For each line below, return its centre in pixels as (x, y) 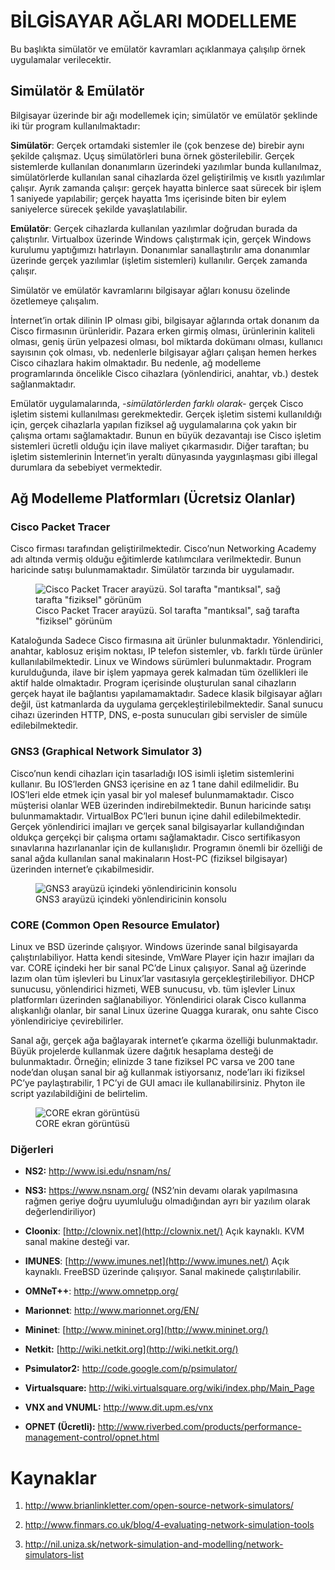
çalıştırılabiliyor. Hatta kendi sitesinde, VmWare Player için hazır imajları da (162, 957)
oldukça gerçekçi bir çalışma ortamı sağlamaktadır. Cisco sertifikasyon (155, 837)
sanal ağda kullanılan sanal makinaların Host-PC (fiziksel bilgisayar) (149, 858)
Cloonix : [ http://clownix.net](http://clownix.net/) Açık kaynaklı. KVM (164, 1231)
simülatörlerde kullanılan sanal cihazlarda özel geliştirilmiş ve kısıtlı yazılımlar (167, 177)
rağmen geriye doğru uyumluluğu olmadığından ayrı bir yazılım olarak (167, 1201)
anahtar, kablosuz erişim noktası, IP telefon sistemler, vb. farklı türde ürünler (166, 651)
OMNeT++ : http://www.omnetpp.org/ (101, 1291)
